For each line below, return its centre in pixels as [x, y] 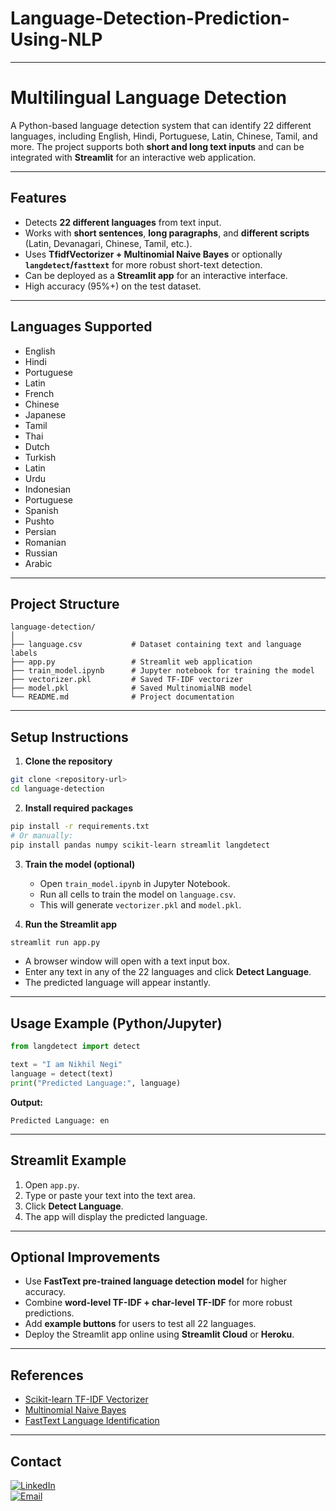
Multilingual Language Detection [148, 98]
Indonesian [48, 489]
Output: [26, 1102]
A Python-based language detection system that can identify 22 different [161, 125]
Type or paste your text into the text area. [110, 1195]
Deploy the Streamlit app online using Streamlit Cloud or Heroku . [159, 1334]
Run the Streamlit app [71, 924]
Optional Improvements [85, 1257]
